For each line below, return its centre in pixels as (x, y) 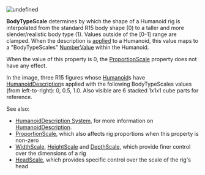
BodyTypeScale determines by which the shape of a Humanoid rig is (93, 21)
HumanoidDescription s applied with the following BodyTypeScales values (99, 84)
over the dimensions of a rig (50, 153)
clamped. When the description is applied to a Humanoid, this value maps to (102, 41)
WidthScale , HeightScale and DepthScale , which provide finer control (103, 147)
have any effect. (27, 65)
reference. (19, 97)
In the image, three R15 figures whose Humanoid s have (76, 77)
